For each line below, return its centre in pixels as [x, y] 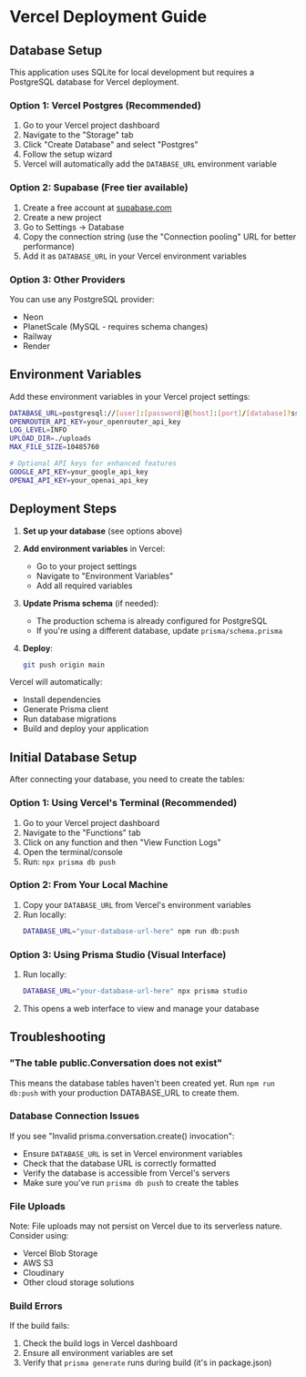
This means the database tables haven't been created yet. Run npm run [143, 1083]
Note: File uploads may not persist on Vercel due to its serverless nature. [146, 1226]
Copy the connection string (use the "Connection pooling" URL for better [159, 236]
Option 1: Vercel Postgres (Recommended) [106, 105]
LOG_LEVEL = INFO [38, 430]
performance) [49, 246]
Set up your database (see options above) [102, 531]
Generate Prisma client [66, 709]
